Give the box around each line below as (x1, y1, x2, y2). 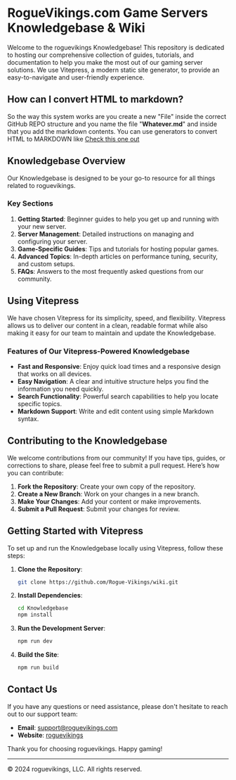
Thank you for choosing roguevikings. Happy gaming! (7, 744, 163, 753)
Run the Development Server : (17, 624, 106, 633)
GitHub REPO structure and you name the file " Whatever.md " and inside (7, 120, 218, 128)
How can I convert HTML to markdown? (7, 94, 184, 106)
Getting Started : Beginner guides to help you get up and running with (17, 215, 219, 223)
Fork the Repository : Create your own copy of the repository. (17, 482, 196, 491)
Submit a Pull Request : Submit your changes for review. (17, 505, 181, 513)
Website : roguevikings (17, 731, 84, 739)
